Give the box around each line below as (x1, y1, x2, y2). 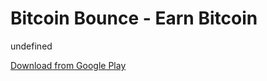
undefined (10, 40, 53, 52)
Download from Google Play (10, 59, 127, 71)
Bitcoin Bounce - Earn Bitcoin (10, 7, 258, 30)
